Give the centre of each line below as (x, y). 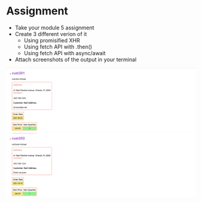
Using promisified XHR (52, 40)
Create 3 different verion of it (51, 34)
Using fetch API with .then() (58, 47)
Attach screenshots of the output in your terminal (76, 59)
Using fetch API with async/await (65, 53)
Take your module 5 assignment (55, 28)
